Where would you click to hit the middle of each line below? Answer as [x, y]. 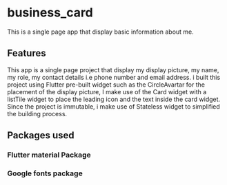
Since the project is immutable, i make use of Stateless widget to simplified [114, 106]
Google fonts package [45, 173]
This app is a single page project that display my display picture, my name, [113, 69]
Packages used [41, 135]
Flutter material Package [49, 155]
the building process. [37, 113]
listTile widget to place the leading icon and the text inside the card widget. [114, 99]
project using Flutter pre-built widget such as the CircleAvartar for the [106, 85]
